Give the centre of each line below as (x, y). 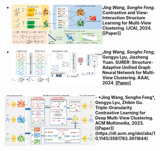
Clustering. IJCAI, (120, 28)
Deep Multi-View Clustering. (124, 118)
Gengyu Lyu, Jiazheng (125, 57)
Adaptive (112, 67)
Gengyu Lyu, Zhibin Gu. (119, 102)
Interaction (114, 18)
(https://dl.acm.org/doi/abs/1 (125, 133)
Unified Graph (136, 67)
